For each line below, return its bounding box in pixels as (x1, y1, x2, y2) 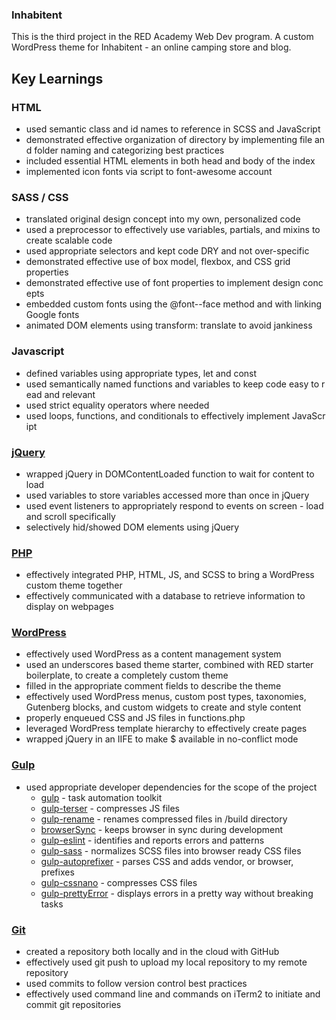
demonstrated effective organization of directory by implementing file (25, 133, 313, 145)
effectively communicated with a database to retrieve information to (25, 590, 306, 602)
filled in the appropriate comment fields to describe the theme (25, 680, 282, 692)
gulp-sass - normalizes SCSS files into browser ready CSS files (40, 844, 302, 857)
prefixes (40, 866, 75, 878)
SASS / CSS (11, 190, 69, 204)
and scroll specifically (25, 510, 116, 522)
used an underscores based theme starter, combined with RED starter (25, 659, 314, 671)
